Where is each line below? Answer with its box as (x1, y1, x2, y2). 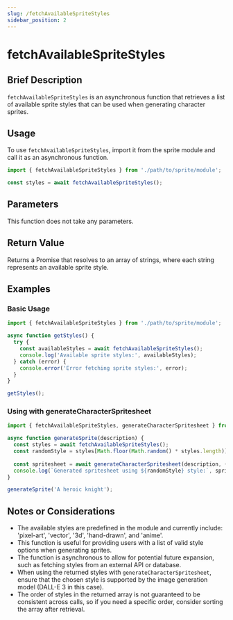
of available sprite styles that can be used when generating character (7, 100, 206, 108)
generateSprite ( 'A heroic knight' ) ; (7, 486, 113, 493)
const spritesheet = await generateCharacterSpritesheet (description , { (13, 460, 228, 468)
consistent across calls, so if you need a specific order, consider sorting (17, 598, 223, 606)
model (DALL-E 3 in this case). (17, 583, 104, 592)
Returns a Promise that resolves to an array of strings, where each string (7, 255, 215, 264)
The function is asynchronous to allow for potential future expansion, (17, 553, 215, 562)
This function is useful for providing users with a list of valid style (17, 539, 204, 547)
